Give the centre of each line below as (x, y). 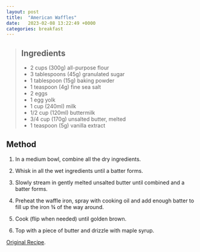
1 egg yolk (43, 100)
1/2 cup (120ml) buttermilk (63, 113)
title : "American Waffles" (42, 18)
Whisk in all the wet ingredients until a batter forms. (79, 170)
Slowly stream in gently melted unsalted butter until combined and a (100, 183)
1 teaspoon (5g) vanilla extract (68, 126)
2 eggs (39, 94)
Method (21, 145)
